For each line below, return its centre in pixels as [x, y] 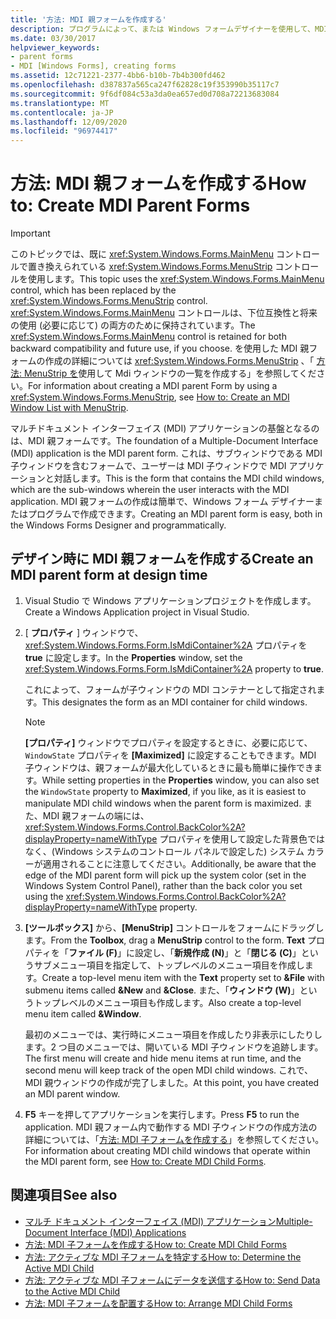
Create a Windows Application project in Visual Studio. [137, 612]
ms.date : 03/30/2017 [53, 38]
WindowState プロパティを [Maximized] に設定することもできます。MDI [170, 755]
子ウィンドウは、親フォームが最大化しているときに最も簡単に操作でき [169, 767]
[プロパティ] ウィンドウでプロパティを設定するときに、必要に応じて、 [168, 742]
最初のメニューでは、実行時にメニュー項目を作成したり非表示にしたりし [173, 1034]
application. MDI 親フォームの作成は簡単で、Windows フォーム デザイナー [162, 502]
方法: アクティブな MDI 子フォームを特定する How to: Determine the [163, 1257]
